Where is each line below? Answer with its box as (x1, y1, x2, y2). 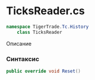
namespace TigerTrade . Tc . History (6, 24, 89, 30)
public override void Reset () (6, 68, 81, 74)
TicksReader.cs (6, 4, 85, 18)
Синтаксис (6, 55, 40, 63)
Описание (6, 40, 31, 47)
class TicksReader (17, 29, 62, 35)
